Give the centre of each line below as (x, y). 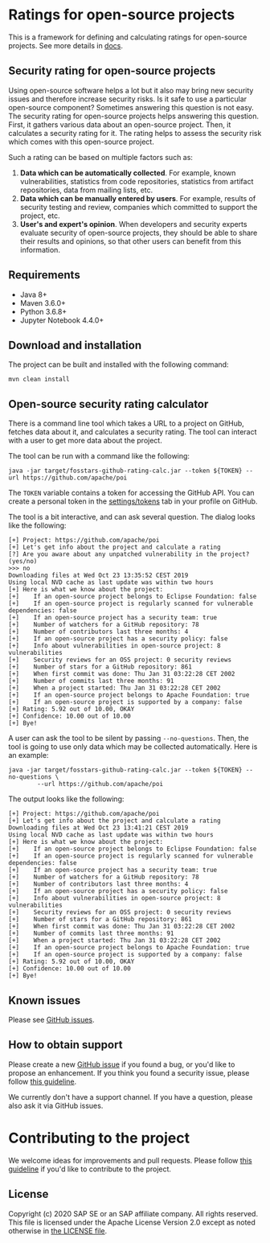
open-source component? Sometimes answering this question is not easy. (131, 107)
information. (40, 249)
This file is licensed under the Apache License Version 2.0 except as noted (132, 1222)
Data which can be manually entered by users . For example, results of (138, 198)
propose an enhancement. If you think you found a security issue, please (129, 1072)
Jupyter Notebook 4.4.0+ (62, 320)
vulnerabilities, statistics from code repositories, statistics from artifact (137, 181)
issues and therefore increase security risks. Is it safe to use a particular (128, 99)
